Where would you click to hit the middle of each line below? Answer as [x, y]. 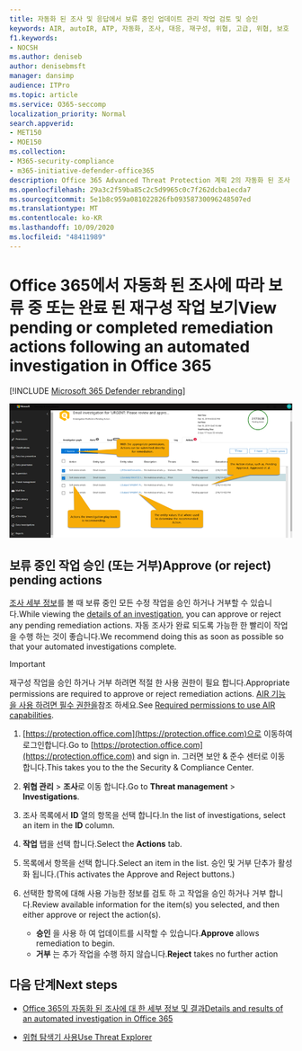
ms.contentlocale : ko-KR [56, 218]
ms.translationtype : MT [54, 209]
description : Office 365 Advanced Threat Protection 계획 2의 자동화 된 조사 [150, 180]
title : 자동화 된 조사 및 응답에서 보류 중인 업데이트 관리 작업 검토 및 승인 [134, 19]
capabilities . [31, 716]
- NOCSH [24, 48]
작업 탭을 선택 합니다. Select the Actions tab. [102, 844]
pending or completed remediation [142, 327]
